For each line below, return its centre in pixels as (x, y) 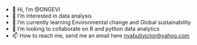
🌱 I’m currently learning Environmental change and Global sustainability (102, 22)
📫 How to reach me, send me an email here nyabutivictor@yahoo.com (101, 36)
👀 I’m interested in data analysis (52, 16)
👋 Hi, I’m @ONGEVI (36, 9)
